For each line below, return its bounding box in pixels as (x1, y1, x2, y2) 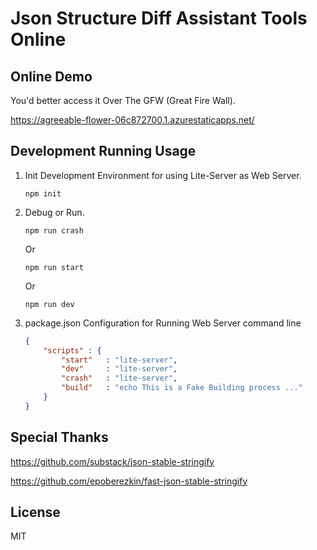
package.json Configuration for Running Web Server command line (24, 317, 302, 329)
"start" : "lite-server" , (61, 355, 178, 365)
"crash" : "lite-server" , (61, 373, 178, 384)
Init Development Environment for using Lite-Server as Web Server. (24, 169, 302, 181)
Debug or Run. (24, 206, 85, 218)
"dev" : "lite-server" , (61, 364, 178, 374)
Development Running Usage (10, 143, 197, 160)
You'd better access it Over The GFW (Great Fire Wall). (10, 95, 236, 106)
